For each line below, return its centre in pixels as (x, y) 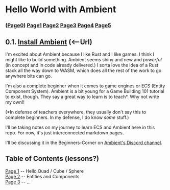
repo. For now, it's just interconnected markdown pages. (65, 133)
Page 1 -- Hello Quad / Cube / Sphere (45, 171)
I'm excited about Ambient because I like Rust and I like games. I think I (80, 54)
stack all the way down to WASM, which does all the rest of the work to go (83, 70)
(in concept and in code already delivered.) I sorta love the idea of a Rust (82, 65)
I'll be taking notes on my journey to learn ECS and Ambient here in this (80, 127)
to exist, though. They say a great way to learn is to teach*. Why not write (82, 97)
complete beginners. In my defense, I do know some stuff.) (67, 117)
